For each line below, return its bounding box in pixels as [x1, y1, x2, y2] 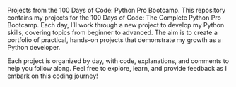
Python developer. [7, 43, 61, 51]
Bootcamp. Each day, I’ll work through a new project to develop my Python [7, 21, 225, 29]
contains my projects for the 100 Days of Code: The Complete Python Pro [7, 13, 221, 22]
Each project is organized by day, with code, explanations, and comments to [7, 57, 230, 65]
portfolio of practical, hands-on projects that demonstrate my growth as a [7, 36, 221, 44]
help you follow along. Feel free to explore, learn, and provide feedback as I [7, 65, 228, 72]
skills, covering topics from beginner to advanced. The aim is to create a [7, 28, 218, 36]
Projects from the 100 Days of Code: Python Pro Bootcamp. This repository [7, 6, 226, 14]
